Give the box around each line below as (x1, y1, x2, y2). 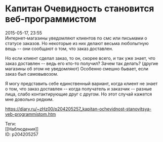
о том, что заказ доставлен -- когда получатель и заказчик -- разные (5, 86, 152, 92)
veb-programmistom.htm (5, 111, 56, 117)
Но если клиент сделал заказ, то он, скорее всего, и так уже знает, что (5, 55, 156, 61)
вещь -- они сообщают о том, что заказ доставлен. (5, 46, 114, 51)
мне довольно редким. (5, 96, 54, 102)
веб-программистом (5, 13, 96, 25)
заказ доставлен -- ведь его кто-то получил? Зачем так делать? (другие (5, 60, 159, 66)
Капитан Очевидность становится (5, 3, 155, 14)
